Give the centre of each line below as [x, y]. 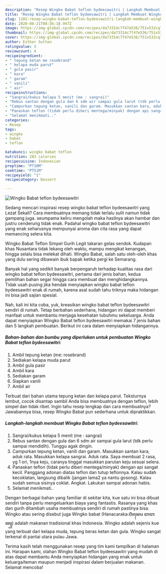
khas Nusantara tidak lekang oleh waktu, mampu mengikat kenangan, [76, 249]
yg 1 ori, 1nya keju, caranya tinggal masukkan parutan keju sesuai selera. [86, 462]
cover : [12, 38]
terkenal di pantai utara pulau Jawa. [41, 537]
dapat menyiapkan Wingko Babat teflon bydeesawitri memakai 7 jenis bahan [83, 321]
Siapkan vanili [26, 381]
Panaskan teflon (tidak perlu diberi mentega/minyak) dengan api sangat [85, 467]
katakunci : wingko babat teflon [38, 152]
